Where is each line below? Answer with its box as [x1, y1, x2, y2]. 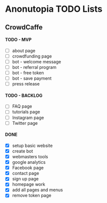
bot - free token [12, 70, 44, 76]
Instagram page [12, 115, 44, 120]
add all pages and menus [12, 187, 63, 193]
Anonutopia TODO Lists [5, 3, 103, 15]
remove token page [12, 193, 51, 199]
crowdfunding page [12, 53, 52, 59]
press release [12, 81, 40, 87]
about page [12, 48, 36, 54]
